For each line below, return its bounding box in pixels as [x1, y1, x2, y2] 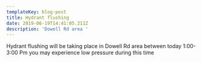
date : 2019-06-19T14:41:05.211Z [6, 20, 88, 26]
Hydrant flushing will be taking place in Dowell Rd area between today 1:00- [6, 43, 197, 50]
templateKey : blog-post [6, 9, 67, 15]
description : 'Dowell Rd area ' [6, 26, 88, 32]
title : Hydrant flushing [6, 15, 69, 21]
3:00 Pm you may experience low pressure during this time [6, 49, 155, 57]
